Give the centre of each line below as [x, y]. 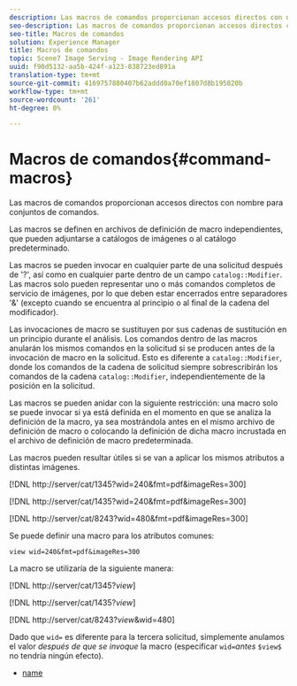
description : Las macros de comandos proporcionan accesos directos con [146, 17]
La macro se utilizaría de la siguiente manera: [91, 568]
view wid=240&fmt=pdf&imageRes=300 [75, 552]
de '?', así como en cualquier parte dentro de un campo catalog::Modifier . [146, 274]
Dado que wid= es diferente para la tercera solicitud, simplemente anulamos [147, 637]
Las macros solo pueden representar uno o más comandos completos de [142, 284]
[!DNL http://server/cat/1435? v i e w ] [72, 603]
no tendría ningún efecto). [57, 656]
